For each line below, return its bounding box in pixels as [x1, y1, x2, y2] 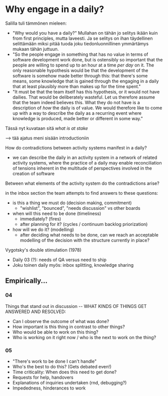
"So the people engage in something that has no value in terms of [12, 51, 148, 57]
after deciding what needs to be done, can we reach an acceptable [20, 231, 159, 237]
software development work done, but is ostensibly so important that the [12, 56, 163, 62]
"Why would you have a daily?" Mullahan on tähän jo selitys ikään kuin [12, 30, 158, 36]
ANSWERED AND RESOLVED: [5, 308, 66, 314]
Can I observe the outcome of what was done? [12, 318, 109, 324]
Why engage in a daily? [5, 4, 104, 15]
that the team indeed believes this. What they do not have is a [12, 99, 140, 105]
